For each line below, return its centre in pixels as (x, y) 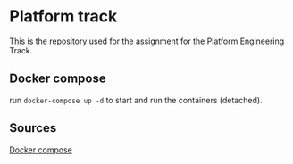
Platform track (63, 16)
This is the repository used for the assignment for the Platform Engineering (147, 41)
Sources (33, 128)
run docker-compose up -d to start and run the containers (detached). (136, 100)
